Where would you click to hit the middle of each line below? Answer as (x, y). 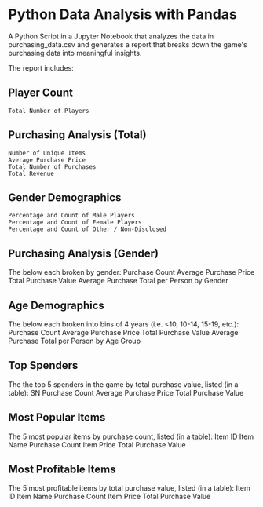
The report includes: (41, 67)
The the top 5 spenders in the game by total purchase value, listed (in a (123, 384)
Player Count (40, 93)
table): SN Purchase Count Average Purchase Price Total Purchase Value (126, 392)
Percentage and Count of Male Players (71, 216)
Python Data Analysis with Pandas (122, 15)
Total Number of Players (49, 111)
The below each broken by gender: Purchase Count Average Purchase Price (131, 272)
